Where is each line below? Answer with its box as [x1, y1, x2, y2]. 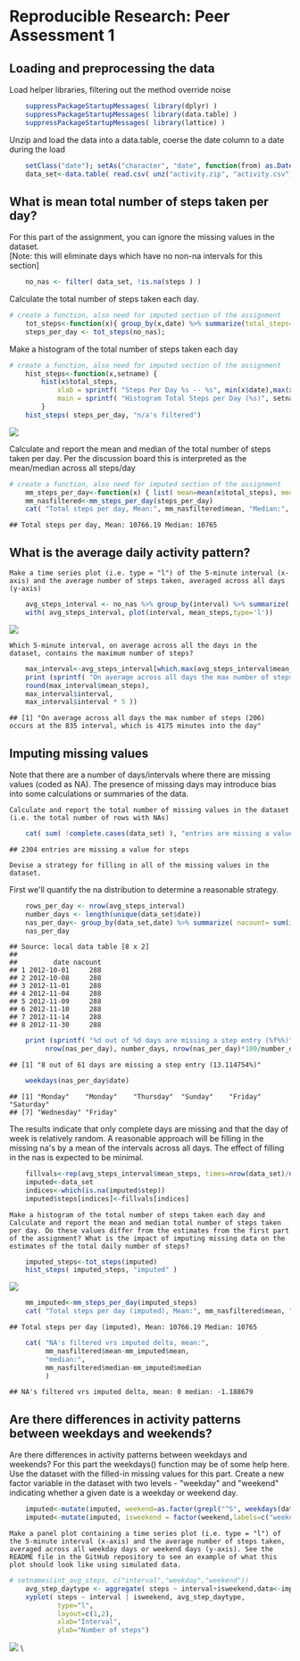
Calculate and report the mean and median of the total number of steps [9, 444, 271, 454]
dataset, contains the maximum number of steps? [9, 649, 194, 658]
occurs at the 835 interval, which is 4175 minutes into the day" [9, 721, 262, 731]
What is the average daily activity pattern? [9, 544, 251, 560]
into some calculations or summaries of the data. [9, 788, 189, 800]
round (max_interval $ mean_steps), [25, 681, 150, 690]
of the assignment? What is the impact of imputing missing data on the [9, 1233, 286, 1242]
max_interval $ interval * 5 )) [25, 698, 138, 707]
